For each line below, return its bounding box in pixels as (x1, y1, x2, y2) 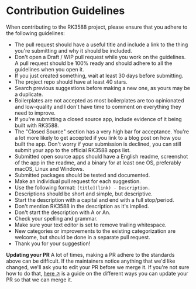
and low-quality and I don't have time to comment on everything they (14, 103, 181, 110)
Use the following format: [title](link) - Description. (14, 184, 151, 191)
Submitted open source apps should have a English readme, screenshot (14, 153, 188, 160)
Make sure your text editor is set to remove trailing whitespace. (14, 221, 167, 228)
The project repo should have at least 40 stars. (14, 78, 128, 85)
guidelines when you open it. (14, 66, 84, 73)
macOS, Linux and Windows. (14, 165, 84, 172)
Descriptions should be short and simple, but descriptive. (14, 190, 153, 197)
